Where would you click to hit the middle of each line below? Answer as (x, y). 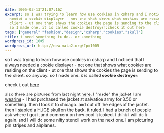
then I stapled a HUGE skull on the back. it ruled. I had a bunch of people (78, 110)
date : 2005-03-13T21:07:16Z (34, 9)
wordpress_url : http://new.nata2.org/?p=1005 (52, 46)
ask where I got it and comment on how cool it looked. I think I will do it (76, 114)
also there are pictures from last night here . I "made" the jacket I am (73, 94)
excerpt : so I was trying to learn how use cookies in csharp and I (76, 14)
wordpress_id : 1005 (25, 41)
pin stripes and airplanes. (31, 125)
